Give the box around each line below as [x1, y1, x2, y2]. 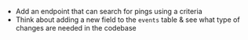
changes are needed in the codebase [15, 24, 137, 32]
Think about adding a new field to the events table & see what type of [15, 15, 241, 24]
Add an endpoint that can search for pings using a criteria [15, 7, 202, 16]
